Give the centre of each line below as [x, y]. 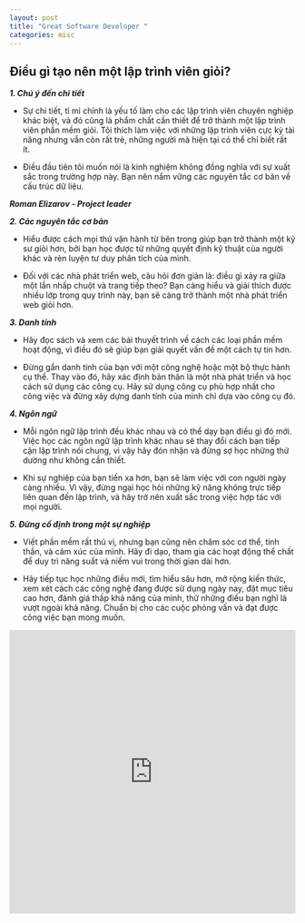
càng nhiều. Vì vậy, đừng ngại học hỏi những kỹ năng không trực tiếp [152, 487]
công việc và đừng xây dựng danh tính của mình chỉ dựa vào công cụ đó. [159, 397]
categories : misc [42, 34]
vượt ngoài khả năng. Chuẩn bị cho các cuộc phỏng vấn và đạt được [150, 608]
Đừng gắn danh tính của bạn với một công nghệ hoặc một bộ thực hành [156, 368]
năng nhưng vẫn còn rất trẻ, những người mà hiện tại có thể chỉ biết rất [155, 140]
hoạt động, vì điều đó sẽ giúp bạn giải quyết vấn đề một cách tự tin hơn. [157, 349]
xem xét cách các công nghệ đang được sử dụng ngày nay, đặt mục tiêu [157, 589]
